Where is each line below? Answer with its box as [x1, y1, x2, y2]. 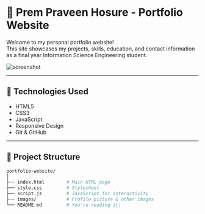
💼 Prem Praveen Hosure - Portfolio [6, 5, 183, 19]
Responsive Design [15, 122, 64, 129]
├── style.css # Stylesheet [6, 185, 99, 191]
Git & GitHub [15, 128, 47, 136]
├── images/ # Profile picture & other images [6, 196, 154, 202]
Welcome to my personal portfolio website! [6, 38, 114, 46]
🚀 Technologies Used [6, 86, 88, 97]
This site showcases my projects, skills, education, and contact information [6, 45, 195, 52]
